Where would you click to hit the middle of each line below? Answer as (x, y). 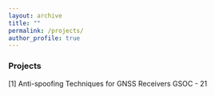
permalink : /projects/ (46, 30)
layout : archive (35, 16)
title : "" (25, 23)
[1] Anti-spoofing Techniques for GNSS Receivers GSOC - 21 (108, 83)
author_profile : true (44, 38)
